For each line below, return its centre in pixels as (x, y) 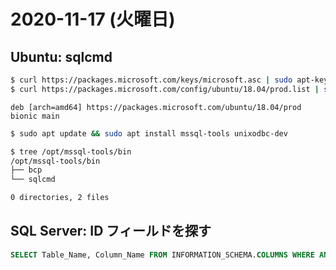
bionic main (35, 116)
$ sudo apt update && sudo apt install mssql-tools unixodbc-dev (149, 133)
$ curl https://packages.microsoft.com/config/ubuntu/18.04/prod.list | (165, 89)
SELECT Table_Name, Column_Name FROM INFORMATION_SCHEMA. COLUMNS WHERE (162, 255)
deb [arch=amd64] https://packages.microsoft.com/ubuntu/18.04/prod (156, 107)
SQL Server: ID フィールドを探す (111, 231)
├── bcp (26, 170)
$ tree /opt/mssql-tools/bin (71, 151)
